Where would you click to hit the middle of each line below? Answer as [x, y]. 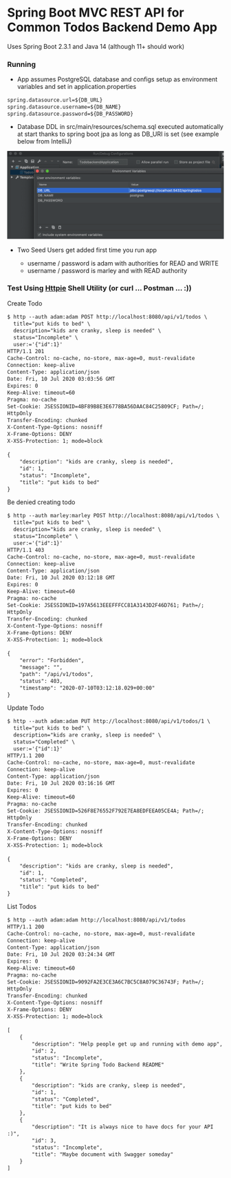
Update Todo [26, 708]
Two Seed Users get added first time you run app [87, 250]
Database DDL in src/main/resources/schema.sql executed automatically [120, 127]
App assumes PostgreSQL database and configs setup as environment [117, 79]
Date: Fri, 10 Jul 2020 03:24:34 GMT [61, 954]
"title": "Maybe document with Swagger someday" [103, 1154]
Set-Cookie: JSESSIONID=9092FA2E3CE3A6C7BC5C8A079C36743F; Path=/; [106, 982]
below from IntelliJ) [44, 141]
